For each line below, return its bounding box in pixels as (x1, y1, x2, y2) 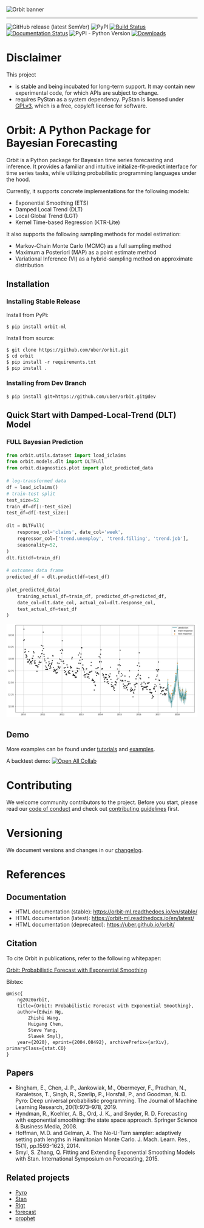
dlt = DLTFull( (6, 523, 45, 529)
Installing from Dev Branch (6, 379, 87, 387)
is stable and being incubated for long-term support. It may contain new (15, 83, 195, 90)
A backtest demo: (6, 757, 50, 765)
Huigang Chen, (28, 1021, 64, 1027)
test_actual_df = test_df (17, 606, 78, 612)
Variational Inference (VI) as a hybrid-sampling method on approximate (15, 255, 193, 262)
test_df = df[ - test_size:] (6, 510, 69, 516)
